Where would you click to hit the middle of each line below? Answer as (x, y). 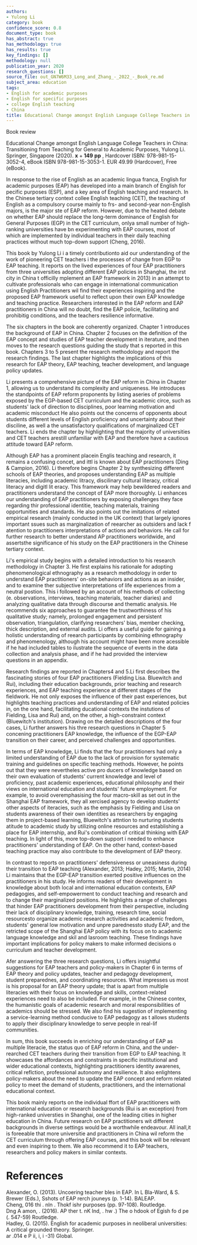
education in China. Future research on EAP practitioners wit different (90, 1121)
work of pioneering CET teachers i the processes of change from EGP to (94, 259)
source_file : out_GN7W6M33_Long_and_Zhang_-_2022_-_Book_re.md (85, 77)
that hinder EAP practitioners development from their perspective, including (97, 906)
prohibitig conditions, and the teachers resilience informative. (80, 316)
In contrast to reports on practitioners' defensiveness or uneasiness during (96, 862)
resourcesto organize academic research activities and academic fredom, (95, 919)
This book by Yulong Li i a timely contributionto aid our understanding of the (98, 253)
